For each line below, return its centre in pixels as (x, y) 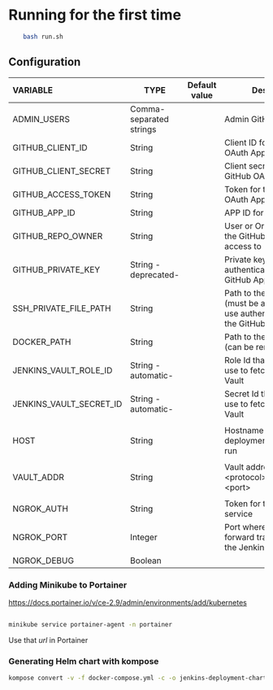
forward (240, 537)
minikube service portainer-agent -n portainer (91, 624)
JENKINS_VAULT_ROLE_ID (63, 370)
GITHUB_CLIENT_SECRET (62, 171)
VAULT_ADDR (39, 477)
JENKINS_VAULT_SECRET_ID (67, 404)
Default (202, 85)
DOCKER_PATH (42, 342)
